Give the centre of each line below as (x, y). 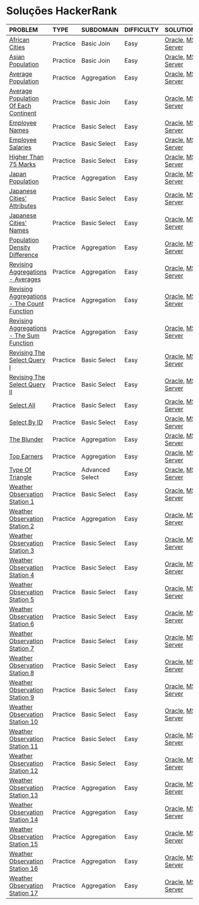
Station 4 (22, 575)
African (19, 40)
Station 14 (24, 820)
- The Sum (24, 335)
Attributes (23, 206)
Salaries (20, 147)
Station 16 (24, 868)
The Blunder (26, 439)
